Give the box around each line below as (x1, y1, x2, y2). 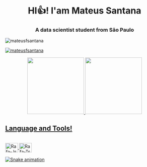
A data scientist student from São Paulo (35, 27, 134, 34)
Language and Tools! (5, 124, 72, 132)
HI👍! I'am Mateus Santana (28, 5, 141, 17)
